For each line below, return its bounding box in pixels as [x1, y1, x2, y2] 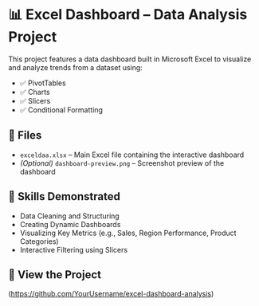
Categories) [19, 236, 59, 246]
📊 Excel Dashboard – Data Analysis [8, 6, 248, 24]
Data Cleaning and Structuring [19, 211, 120, 221]
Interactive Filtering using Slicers [19, 245, 128, 254]
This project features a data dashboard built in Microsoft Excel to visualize [8, 54, 252, 64]
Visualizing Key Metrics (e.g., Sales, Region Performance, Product [19, 228, 237, 237]
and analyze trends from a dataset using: [8, 62, 143, 72]
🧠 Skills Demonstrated [8, 190, 121, 203]
